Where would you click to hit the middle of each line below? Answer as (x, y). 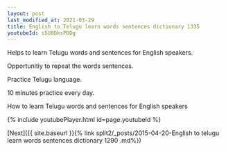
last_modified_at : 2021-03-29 (51, 20)
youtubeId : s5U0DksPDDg (42, 33)
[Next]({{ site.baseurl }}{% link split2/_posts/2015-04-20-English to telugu (113, 133)
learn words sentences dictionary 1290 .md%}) (75, 141)
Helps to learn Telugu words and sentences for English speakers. (100, 53)
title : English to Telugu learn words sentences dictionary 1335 (103, 26)
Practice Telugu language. (44, 80)
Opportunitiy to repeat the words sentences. (70, 66)
